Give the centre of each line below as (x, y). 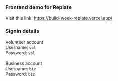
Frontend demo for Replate (38, 7)
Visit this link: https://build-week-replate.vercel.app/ (59, 18)
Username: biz (21, 68)
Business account (24, 63)
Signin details (22, 31)
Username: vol (21, 47)
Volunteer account (24, 42)
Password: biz (20, 74)
